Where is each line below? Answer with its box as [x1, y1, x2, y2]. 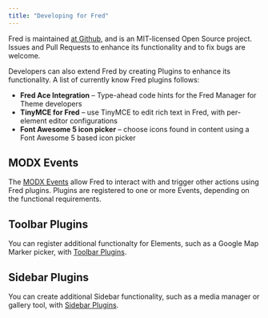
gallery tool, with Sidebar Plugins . [8, 300, 119, 310]
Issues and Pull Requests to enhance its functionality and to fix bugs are [8, 42, 246, 52]
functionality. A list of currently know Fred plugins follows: [8, 74, 200, 84]
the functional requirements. [8, 194, 102, 204]
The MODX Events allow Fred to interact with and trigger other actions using [8, 177, 260, 187]
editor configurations [48, 115, 118, 125]
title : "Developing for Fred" [8, 11, 110, 20]
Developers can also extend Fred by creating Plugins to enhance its [8, 66, 230, 76]
